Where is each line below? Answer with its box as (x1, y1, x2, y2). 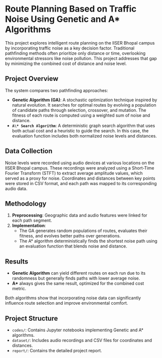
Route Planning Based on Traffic (5, 3, 137, 15)
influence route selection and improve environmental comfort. (5, 300, 128, 306)
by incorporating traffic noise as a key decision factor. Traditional (5, 45, 134, 51)
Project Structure (5, 314, 58, 323)
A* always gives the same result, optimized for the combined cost (12, 280, 144, 286)
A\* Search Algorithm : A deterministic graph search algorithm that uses (12, 123, 155, 128)
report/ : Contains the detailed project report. (12, 348, 103, 353)
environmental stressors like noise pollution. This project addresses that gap (5, 55, 157, 61)
